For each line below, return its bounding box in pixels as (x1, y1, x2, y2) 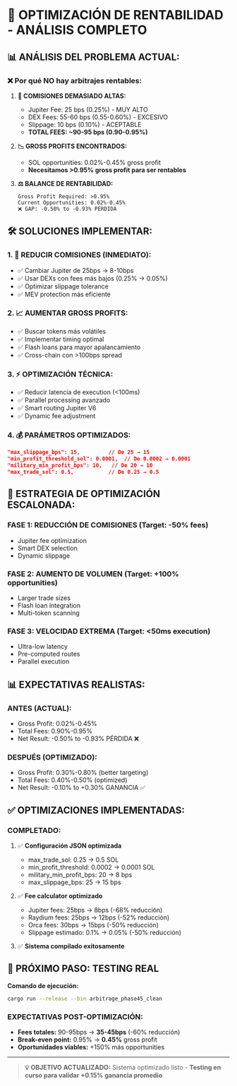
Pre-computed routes (17, 649, 80, 659)
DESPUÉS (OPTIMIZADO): (7, 752, 97, 762)
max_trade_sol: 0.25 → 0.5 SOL (28, 855, 119, 864)
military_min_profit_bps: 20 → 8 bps (28, 870, 133, 879)
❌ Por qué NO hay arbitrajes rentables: (7, 75, 142, 85)
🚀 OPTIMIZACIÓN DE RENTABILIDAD (7, 7, 224, 23)
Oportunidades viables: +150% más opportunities (17, 1042, 165, 1051)
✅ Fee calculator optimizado (17, 891, 103, 900)
